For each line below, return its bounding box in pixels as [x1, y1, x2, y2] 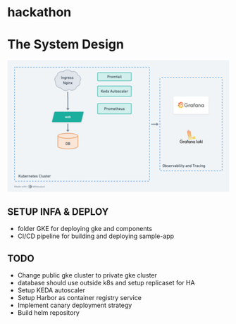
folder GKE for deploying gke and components [17, 225, 153, 233]
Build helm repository [17, 309, 80, 317]
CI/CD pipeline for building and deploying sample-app [17, 232, 175, 240]
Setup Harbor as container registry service [17, 294, 142, 301]
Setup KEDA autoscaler [17, 286, 86, 294]
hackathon [7, 4, 72, 20]
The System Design [7, 37, 125, 53]
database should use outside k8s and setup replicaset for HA [17, 279, 195, 287]
